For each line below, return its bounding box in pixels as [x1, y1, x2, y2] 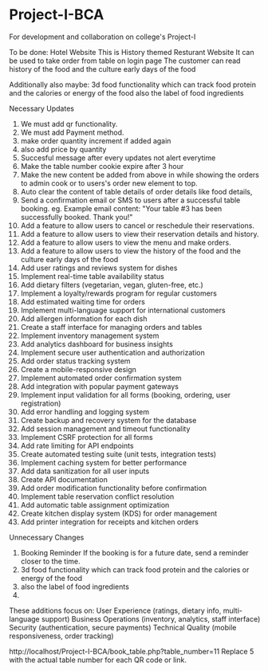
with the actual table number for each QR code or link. [9, 655, 187, 665]
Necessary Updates [9, 104, 75, 113]
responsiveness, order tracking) [9, 631, 114, 641]
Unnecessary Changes [9, 532, 85, 542]
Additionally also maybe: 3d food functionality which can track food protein [9, 80, 256, 89]
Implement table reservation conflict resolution [20, 492, 175, 501]
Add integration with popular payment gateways [20, 381, 179, 391]
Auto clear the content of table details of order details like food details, [20, 186, 253, 196]
